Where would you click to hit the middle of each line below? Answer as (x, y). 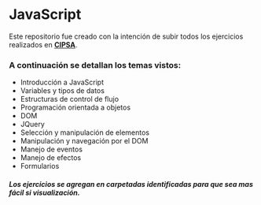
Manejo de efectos (51, 158)
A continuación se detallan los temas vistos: (95, 65)
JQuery (33, 125)
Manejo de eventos (51, 149)
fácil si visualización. (45, 192)
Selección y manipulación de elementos (85, 132)
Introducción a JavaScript (62, 82)
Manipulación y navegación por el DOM (84, 141)
